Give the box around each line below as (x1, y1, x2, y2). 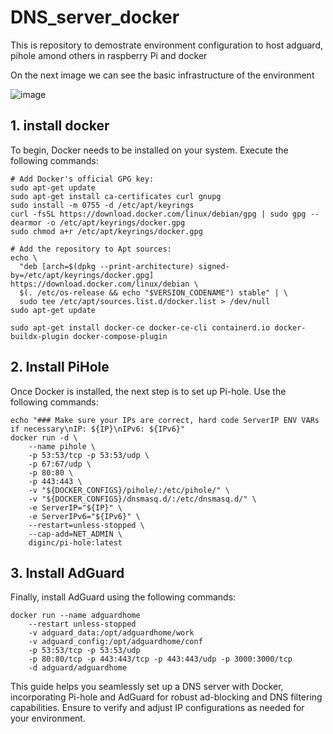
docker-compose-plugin (73, 331, 168, 341)
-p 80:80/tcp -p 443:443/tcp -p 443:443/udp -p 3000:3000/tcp (28, 654, 293, 665)
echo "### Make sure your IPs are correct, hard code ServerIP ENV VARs (10, 415, 320, 425)
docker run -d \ (10, 432, 78, 443)
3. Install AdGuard (10, 564, 125, 581)
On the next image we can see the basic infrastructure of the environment (10, 69, 315, 81)
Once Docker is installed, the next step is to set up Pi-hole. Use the (10, 385, 287, 397)
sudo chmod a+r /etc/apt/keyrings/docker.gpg (10, 226, 203, 236)
